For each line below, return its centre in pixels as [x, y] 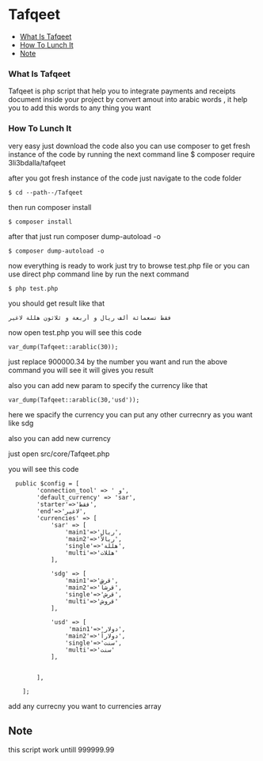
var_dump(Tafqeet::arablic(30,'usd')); [74, 400]
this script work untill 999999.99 [61, 750]
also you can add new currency [59, 438]
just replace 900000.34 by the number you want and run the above [118, 361]
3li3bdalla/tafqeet [37, 162]
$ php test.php [33, 288]
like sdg [21, 423]
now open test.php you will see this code [75, 332]
